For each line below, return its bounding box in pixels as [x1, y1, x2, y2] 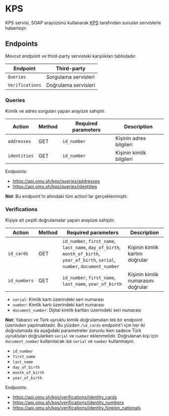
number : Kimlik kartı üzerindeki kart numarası [12, 302, 105, 308]
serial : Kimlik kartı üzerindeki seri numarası [12, 296, 104, 302]
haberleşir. [5, 25, 28, 31]
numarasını [127, 277, 154, 284]
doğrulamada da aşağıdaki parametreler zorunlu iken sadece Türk [5, 327, 142, 334]
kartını [127, 250, 143, 257]
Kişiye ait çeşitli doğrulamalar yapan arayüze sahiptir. [5, 217, 116, 223]
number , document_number [62, 263, 120, 270]
